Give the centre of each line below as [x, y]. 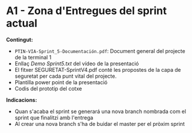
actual [22, 23]
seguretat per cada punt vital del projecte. [65, 76]
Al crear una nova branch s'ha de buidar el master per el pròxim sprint [100, 124]
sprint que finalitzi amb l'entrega [54, 117]
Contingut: [20, 39]
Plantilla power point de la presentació [61, 82]
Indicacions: [21, 100]
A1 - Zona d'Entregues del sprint [87, 11]
